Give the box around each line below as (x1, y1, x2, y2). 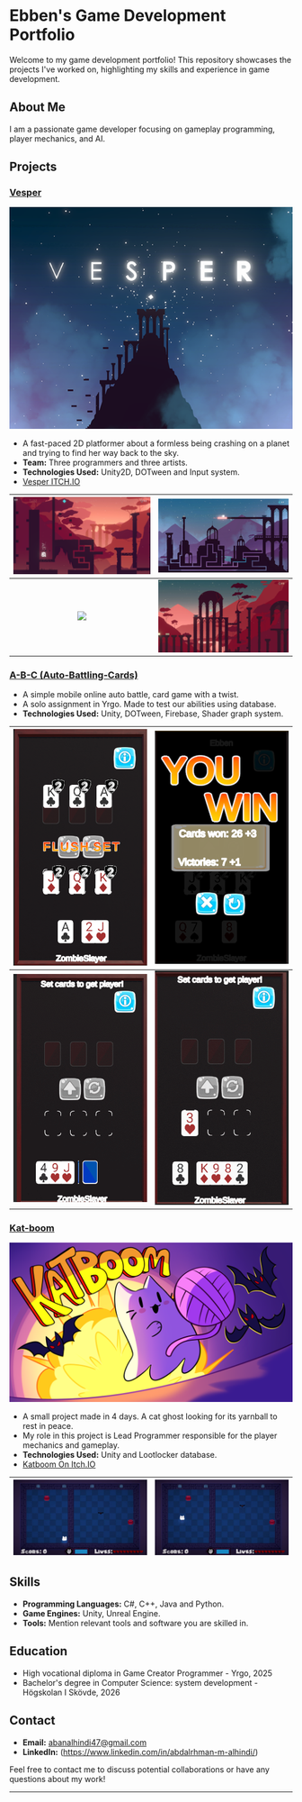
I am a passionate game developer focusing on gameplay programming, (9, 123, 276, 134)
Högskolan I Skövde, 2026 (22, 1687, 120, 1697)
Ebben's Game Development (9, 5, 226, 26)
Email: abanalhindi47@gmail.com (22, 1736, 147, 1748)
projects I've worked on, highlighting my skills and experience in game (9, 64, 270, 75)
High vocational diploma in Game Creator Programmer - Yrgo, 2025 (22, 1668, 272, 1679)
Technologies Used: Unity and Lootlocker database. (22, 1450, 218, 1461)
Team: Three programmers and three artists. (22, 457, 189, 469)
